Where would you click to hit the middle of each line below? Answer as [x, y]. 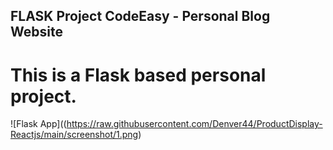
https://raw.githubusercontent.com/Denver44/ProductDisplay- [194, 124]
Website [36, 32]
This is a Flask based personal [138, 75]
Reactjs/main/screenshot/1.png [74, 135]
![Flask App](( [38, 124]
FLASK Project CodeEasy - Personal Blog [140, 16]
